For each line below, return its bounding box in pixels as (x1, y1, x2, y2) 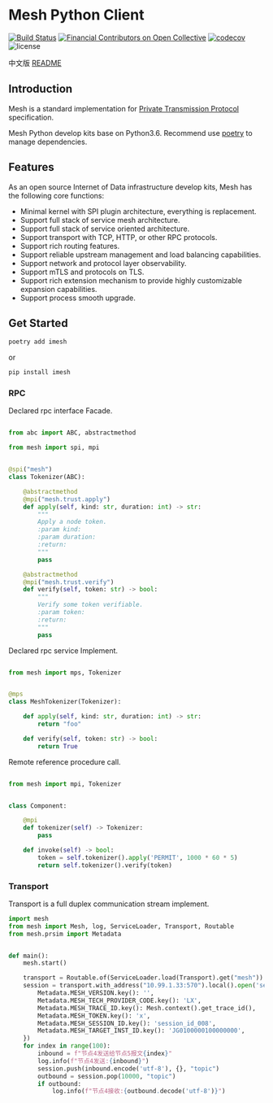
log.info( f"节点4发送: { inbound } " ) (37, 1057, 149, 1065)
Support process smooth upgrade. (19, 293, 136, 303)
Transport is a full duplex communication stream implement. (8, 899, 210, 909)
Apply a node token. (37, 518, 107, 526)
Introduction (8, 82, 73, 96)
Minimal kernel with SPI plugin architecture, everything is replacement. (19, 206, 258, 216)
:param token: (37, 608, 85, 617)
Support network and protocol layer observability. (19, 258, 187, 268)
